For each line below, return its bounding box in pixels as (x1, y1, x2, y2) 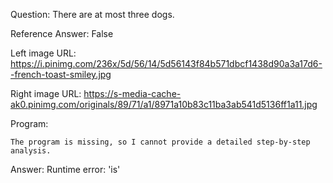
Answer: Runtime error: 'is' (10, 164, 121, 175)
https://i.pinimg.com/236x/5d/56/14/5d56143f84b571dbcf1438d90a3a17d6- (10, 58, 323, 69)
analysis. (10, 146, 52, 156)
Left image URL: (10, 47, 77, 59)
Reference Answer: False (10, 28, 114, 39)
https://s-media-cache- (83, 88, 182, 99)
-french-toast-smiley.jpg (10, 69, 112, 80)
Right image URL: (10, 88, 82, 99)
